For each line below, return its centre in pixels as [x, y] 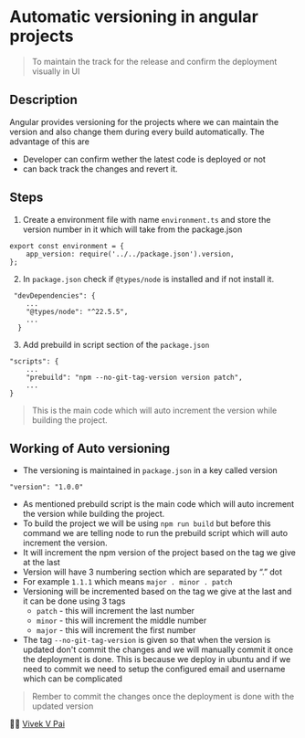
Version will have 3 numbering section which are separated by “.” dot [152, 572]
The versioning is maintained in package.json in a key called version [150, 470]
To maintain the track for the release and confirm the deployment [154, 61]
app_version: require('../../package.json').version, [130, 254]
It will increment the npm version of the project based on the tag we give [159, 553]
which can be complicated [73, 679]
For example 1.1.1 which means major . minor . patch [127, 582]
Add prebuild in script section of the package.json [116, 344]
